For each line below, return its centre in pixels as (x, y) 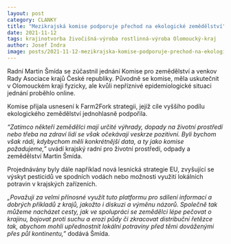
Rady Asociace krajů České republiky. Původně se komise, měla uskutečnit (113, 78)
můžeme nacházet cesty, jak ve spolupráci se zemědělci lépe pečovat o (109, 211)
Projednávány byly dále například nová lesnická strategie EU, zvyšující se (111, 169)
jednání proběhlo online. (41, 93)
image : (16, 52)
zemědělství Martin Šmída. (45, 156)
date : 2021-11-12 (32, 33)
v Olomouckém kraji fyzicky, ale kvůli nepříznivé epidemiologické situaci (109, 86)
